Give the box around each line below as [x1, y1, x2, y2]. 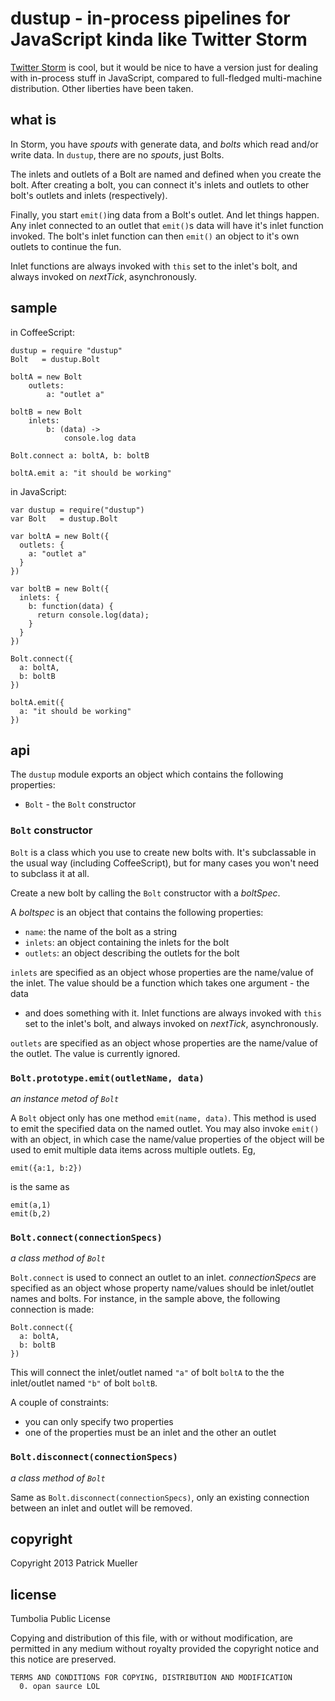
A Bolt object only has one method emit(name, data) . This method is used [10, 1112, 317, 1124]
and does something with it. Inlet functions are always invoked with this [24, 1007, 322, 1019]
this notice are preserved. [10, 1653, 117, 1666]
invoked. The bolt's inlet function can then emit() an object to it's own [10, 230, 300, 242]
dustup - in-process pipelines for [10, 7, 291, 30]
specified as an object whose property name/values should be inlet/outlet [10, 1282, 315, 1294]
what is [10, 112, 57, 129]
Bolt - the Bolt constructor [24, 798, 137, 811]
